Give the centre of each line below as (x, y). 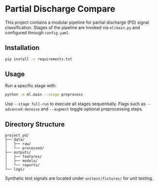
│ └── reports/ (22, 165)
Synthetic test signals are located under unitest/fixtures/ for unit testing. (79, 178)
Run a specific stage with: (31, 86)
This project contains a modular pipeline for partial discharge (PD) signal (77, 22)
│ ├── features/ (23, 157)
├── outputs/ (18, 153)
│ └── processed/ (25, 148)
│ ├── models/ (21, 161)
